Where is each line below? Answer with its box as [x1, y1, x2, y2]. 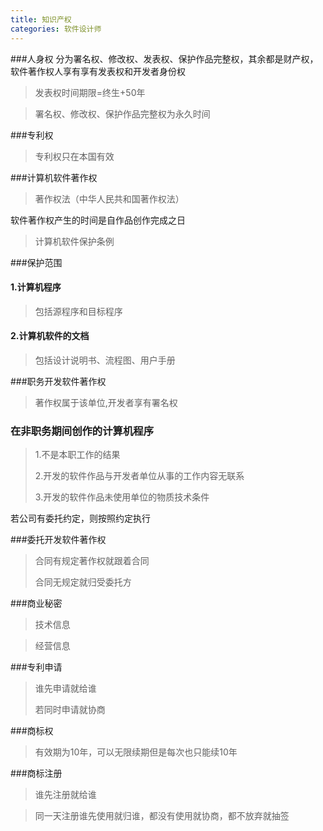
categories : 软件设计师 [10, 24, 102, 34]
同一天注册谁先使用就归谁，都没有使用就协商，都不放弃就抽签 [34, 810, 290, 822]
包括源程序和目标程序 [34, 305, 123, 317]
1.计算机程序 [10, 281, 62, 293]
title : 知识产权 [10, 14, 72, 25]
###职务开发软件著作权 [10, 375, 107, 387]
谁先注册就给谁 [34, 789, 97, 801]
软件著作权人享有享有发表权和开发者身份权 [10, 65, 186, 77]
